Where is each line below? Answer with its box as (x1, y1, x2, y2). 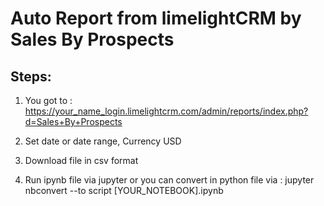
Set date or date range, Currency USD (24, 135, 182, 147)
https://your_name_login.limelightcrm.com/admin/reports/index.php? (24, 105, 309, 117)
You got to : (24, 95, 73, 106)
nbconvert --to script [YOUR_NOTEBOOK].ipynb (24, 185, 224, 196)
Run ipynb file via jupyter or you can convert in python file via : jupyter (24, 174, 315, 186)
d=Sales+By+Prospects (24, 116, 123, 127)
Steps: (10, 68, 52, 85)
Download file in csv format (24, 155, 139, 166)
